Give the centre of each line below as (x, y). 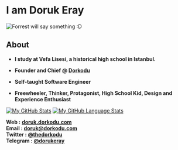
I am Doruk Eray (45, 10)
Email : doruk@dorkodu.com (42, 128)
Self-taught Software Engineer (53, 81)
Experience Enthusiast (43, 99)
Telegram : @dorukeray (35, 141)
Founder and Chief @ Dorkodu (52, 70)
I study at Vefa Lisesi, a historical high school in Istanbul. (85, 59)
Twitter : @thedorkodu (34, 134)
